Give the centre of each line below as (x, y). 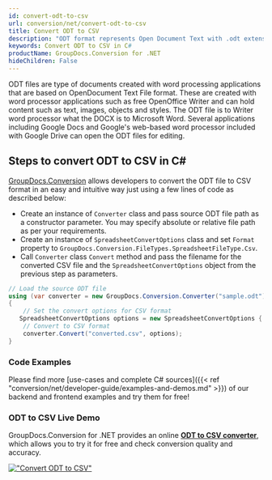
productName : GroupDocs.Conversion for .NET (85, 53)
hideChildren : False (43, 62)
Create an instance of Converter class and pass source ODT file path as (139, 213)
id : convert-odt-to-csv (49, 16)
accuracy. (25, 452)
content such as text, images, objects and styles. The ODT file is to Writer (131, 109)
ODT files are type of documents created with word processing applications (135, 84)
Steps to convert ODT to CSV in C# (98, 161)
